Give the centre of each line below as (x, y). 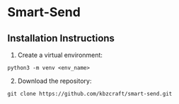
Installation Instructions (61, 38)
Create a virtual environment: (60, 55)
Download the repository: (54, 81)
